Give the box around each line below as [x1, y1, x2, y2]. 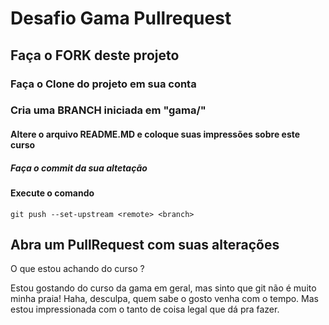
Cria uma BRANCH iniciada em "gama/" [10, 103, 207, 117]
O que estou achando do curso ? [10, 263, 145, 275]
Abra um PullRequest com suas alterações [10, 236, 280, 253]
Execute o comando [10, 187, 95, 199]
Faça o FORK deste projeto [10, 47, 180, 64]
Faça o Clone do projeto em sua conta [10, 77, 197, 91]
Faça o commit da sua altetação [10, 162, 148, 174]
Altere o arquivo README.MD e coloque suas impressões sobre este [10, 128, 301, 141]
